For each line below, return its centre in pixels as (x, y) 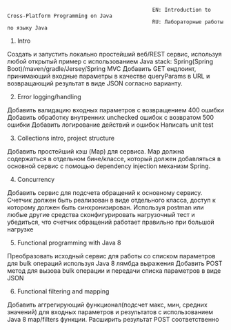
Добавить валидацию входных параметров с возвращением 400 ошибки (115, 110)
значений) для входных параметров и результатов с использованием (110, 312)
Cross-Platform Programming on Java (60, 16)
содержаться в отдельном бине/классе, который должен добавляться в (114, 159)
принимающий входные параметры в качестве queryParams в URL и (109, 76)
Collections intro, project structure (66, 138)
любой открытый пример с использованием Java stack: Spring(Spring (110, 61)
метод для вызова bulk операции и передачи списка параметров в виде (114, 271)
